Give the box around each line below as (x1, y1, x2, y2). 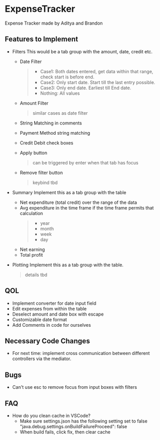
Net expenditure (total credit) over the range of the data (19, 199, 138, 205)
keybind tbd (32, 179, 58, 185)
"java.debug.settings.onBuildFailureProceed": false (19, 424, 127, 429)
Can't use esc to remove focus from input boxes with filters (12, 384, 138, 390)
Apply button (19, 150, 48, 156)
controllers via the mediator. (12, 355, 72, 362)
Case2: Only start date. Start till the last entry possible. (40, 79, 155, 85)
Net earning (19, 246, 45, 253)
